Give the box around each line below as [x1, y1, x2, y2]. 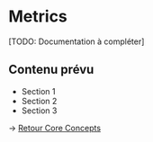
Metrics [8, 6, 68, 27]
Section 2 [21, 95, 58, 106]
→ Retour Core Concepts [8, 122, 101, 133]
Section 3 [21, 105, 58, 116]
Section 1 [21, 85, 56, 96]
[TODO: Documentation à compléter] [8, 36, 145, 47]
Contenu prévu [8, 62, 94, 77]
